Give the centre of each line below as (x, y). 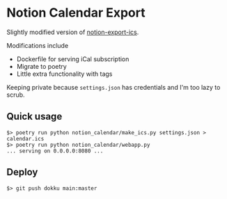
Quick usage (34, 117)
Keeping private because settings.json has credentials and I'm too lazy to (113, 87)
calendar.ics (25, 138)
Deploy (22, 172)
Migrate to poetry (41, 66)
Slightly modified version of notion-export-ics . (73, 32)
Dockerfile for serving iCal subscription (73, 59)
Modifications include (38, 45)
